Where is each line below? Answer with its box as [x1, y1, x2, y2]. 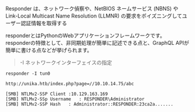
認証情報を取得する [20, 20, 67, 26]
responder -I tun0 [5, 71, 50, 76]
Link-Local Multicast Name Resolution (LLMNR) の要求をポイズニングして [5, 12, 183, 19]
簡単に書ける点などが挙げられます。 [5, 47, 93, 54]
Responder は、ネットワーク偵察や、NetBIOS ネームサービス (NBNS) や [5, 5, 179, 12]
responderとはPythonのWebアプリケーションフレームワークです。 [5, 32, 165, 39]
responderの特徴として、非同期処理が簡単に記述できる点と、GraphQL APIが [5, 40, 190, 46]
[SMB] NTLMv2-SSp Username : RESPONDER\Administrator [5, 96, 145, 102]
